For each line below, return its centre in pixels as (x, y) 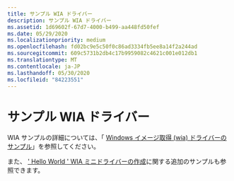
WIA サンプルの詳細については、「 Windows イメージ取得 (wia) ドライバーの (117, 138)
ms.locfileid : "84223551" (45, 80)
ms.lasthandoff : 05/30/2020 (49, 73)
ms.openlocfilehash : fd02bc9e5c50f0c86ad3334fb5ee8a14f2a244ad (103, 47)
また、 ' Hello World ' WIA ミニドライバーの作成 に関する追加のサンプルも (114, 162)
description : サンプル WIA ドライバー (59, 21)
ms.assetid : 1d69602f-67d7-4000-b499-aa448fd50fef (83, 27)
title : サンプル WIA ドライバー (50, 14)
